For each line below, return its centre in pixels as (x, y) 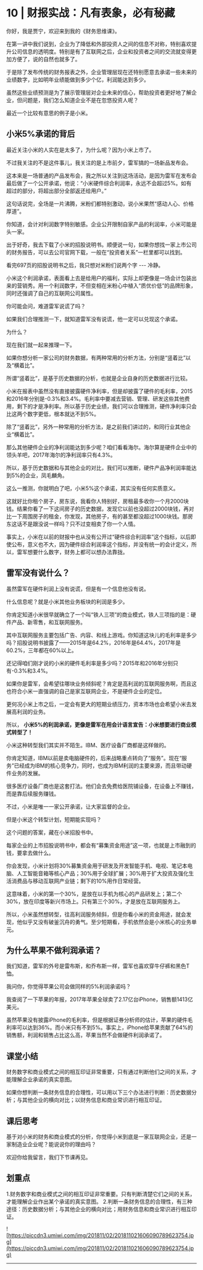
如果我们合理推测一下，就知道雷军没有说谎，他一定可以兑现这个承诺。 (94, 319)
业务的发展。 (27, 773)
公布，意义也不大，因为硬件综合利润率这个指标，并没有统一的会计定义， (101, 544)
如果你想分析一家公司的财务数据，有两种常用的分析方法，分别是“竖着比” (96, 358)
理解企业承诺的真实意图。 (43, 1079)
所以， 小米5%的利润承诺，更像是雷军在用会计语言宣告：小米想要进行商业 (99, 724)
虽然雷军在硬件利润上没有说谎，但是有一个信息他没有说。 (78, 589)
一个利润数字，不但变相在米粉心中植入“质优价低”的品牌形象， (120, 285)
